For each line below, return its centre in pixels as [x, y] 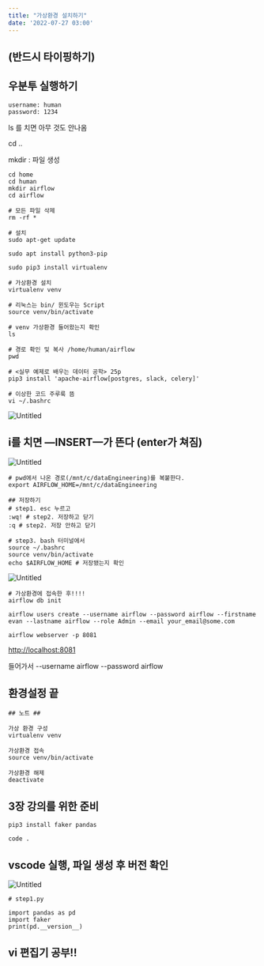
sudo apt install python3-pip [58, 254]
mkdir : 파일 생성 [34, 160]
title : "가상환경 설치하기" [48, 15]
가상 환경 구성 [28, 729]
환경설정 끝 [34, 693]
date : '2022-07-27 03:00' [51, 23]
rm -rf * [23, 217]
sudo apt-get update [42, 240]
